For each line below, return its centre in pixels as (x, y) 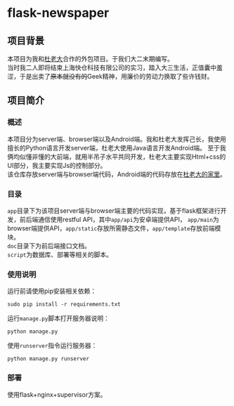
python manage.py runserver (48, 359)
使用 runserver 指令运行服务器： (52, 346)
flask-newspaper (58, 13)
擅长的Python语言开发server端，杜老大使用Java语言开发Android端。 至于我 (117, 148)
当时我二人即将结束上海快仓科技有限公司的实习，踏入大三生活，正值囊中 (112, 67)
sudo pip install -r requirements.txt (64, 304)
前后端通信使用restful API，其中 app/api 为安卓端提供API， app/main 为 (119, 219)
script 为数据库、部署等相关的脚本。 (60, 254)
